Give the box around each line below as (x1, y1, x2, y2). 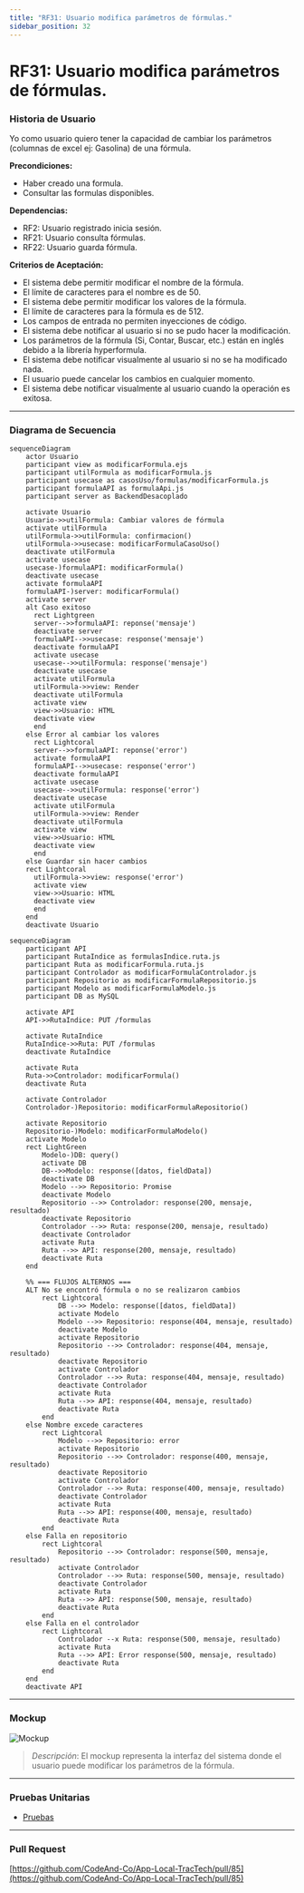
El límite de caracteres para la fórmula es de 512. (22, 306, 204, 317)
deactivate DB (42, 1175, 95, 1184)
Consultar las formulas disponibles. (22, 187, 155, 198)
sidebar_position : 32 (9, 22, 91, 31)
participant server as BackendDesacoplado (25, 492, 188, 502)
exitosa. (22, 392, 52, 404)
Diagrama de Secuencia (9, 424, 117, 436)
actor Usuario (25, 453, 79, 462)
